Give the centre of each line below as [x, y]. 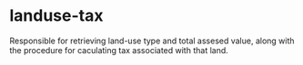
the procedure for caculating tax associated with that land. [119, 50]
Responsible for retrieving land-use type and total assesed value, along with [152, 41]
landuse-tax [56, 16]
